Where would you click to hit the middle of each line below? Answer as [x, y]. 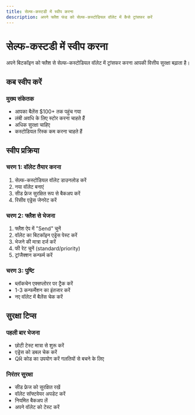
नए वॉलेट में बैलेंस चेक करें [39, 297]
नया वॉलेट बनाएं [29, 187]
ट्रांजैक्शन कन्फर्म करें [34, 255]
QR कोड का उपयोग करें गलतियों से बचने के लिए [59, 359]
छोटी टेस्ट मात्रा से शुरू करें [39, 345]
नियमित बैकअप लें [31, 401]
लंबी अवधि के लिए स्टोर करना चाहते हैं [50, 118]
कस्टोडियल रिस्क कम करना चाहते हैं [48, 132]
